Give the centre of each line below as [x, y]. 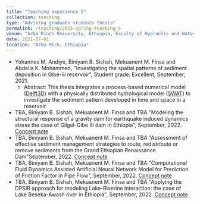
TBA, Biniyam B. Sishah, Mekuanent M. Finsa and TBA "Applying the [98, 181]
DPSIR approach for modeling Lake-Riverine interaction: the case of [98, 188]
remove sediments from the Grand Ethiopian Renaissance [85, 150]
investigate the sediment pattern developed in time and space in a [104, 99]
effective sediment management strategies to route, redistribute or [96, 144]
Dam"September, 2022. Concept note [61, 156]
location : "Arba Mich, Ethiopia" [48, 45]
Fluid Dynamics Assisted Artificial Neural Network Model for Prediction [101, 169]
